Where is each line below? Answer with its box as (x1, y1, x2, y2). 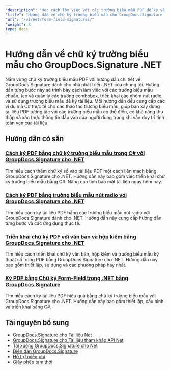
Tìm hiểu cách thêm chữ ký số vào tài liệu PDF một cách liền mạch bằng (5, 168, 157, 174)
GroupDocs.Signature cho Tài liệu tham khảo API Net (12, 337, 124, 343)
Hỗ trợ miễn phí (12, 354, 45, 360)
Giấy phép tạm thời (12, 359, 52, 365)
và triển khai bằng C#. (5, 304, 52, 310)
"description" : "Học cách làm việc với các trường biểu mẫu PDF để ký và (5, 7, 165, 13)
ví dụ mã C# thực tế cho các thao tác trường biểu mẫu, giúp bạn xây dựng (5, 103, 160, 110)
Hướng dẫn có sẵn (5, 134, 64, 143)
